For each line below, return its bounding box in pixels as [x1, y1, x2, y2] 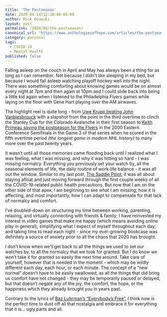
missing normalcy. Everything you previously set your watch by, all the [5, 160, 149, 167]
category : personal [5, 35, 46, 40]
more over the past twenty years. [5, 141, 73, 147]
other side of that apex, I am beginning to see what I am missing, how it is [5, 187, 156, 193]
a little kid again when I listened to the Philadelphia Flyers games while [5, 94, 149, 100]
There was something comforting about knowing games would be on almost [5, 83, 162, 89]
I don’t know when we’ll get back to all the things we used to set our [5, 244, 144, 250]
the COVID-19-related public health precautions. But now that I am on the [5, 182, 155, 188]
